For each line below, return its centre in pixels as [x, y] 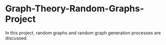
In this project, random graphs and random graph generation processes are [83, 33]
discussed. [17, 38]
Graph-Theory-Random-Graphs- [75, 9]
